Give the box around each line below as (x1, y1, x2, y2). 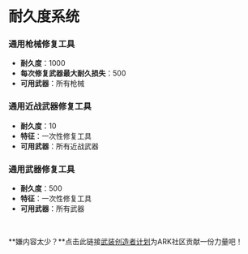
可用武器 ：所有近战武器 (19, 141, 99, 151)
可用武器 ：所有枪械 (19, 79, 85, 88)
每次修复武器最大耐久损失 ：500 (19, 68, 126, 78)
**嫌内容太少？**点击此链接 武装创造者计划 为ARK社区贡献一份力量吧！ (8, 237, 243, 247)
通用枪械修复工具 (8, 38, 75, 50)
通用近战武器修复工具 (8, 101, 92, 112)
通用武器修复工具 (8, 163, 75, 174)
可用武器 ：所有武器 (19, 204, 85, 213)
